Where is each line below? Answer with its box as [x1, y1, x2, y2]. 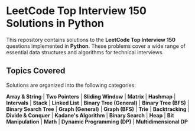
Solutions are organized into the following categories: [6, 81, 136, 89]
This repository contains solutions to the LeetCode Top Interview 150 [6, 36, 176, 43]
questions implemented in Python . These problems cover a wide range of [6, 42, 186, 50]
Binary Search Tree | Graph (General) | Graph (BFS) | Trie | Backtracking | [6, 105, 190, 113]
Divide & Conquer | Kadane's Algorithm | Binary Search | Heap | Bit [6, 112, 174, 119]
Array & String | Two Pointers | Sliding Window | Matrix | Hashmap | [6, 93, 176, 100]
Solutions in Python [6, 17, 105, 30]
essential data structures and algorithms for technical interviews [6, 48, 162, 55]
